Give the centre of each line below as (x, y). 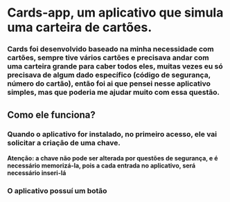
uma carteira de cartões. (80, 27)
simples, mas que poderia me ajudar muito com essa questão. (114, 93)
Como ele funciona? (51, 114)
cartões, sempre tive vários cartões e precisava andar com (108, 58)
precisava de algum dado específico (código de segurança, (109, 75)
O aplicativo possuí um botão (57, 190)
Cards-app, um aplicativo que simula (115, 13)
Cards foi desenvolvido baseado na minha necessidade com (110, 49)
